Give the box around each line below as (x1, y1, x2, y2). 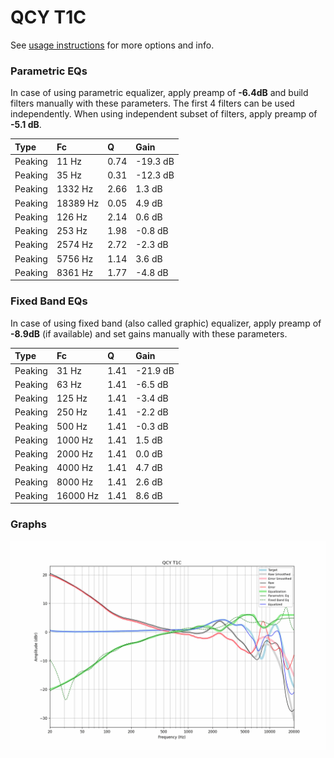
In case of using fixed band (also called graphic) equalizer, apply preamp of (10, 317, 322, 329)
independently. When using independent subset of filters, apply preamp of (10, 108, 318, 120)
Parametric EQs (10, 64, 88, 78)
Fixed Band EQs (10, 294, 88, 308)
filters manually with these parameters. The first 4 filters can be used (10, 97, 295, 110)
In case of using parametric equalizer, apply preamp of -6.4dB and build (10, 87, 309, 99)
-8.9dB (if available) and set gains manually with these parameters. (10, 327, 288, 340)
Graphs (10, 517, 47, 531)
